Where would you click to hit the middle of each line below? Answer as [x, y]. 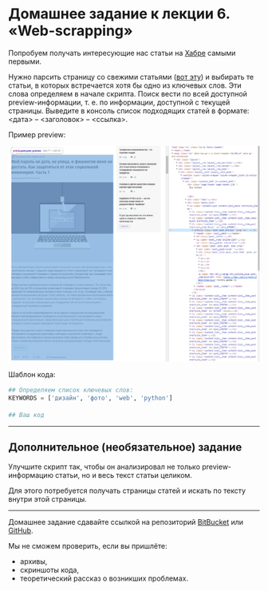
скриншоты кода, [49, 569]
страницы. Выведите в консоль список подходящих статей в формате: [129, 110]
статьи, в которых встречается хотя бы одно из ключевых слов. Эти [125, 85]
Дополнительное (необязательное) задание [125, 447]
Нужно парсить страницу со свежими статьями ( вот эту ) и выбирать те [131, 77]
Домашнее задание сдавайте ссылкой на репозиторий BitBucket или [126, 522]
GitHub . [21, 530]
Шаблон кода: [32, 374]
